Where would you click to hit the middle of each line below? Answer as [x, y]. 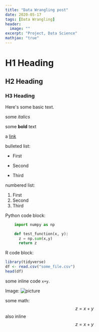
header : [13, 24]
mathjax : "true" [22, 38]
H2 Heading [24, 81]
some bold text [21, 126]
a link [11, 136]
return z [28, 243]
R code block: [20, 253]
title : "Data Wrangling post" [37, 10]
